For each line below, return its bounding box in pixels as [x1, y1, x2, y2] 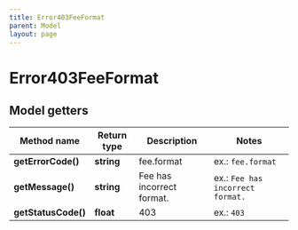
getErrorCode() [13, 155, 80, 168]
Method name [19, 135, 80, 147]
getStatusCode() [13, 206, 86, 218]
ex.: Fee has [214, 172, 263, 185]
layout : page [9, 29, 58, 38]
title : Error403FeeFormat [9, 12, 105, 22]
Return [97, 130, 127, 142]
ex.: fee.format [214, 155, 277, 168]
